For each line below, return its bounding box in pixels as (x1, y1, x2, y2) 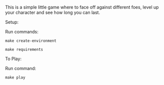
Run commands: (5, 29, 39, 34)
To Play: (5, 56, 22, 62)
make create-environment (5, 38, 57, 43)
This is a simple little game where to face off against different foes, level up (5, 4, 159, 10)
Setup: (5, 19, 19, 25)
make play (5, 75, 26, 80)
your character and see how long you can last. (5, 9, 100, 15)
